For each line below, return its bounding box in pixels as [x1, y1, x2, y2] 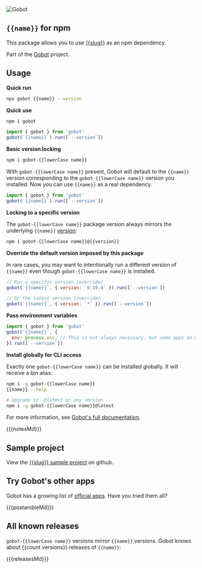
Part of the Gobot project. [6, 50, 70, 58]
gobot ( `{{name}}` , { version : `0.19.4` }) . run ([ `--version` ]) [6, 284, 165, 291]
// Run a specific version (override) [6, 279, 103, 285]
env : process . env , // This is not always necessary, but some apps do [11, 334, 192, 341]
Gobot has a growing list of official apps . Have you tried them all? [6, 492, 168, 499]
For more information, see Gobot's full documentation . [6, 414, 141, 421]
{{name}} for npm [6, 23, 71, 33]
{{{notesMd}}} [6, 426, 42, 433]
